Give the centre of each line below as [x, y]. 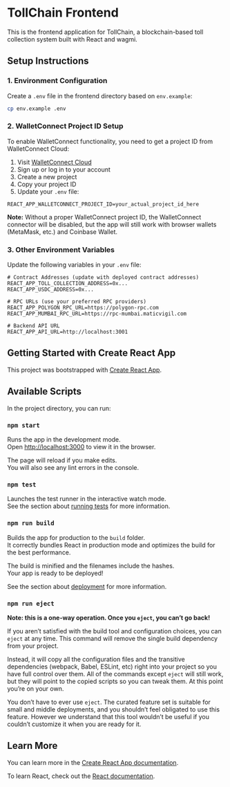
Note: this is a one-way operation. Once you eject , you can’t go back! [109, 617]
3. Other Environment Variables [61, 249]
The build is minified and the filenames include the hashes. [91, 566]
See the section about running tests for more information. [89, 506]
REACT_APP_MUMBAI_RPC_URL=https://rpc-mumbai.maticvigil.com [97, 314]
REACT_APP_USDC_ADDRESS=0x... [51, 290]
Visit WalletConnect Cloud [54, 162]
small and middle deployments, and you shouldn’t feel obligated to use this [113, 709]
